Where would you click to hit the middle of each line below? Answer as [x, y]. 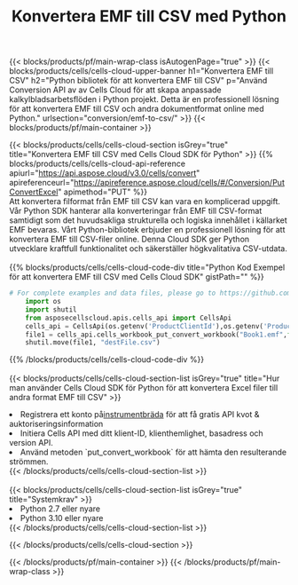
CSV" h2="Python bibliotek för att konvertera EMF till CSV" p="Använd [138, 81]
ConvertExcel [34, 192]
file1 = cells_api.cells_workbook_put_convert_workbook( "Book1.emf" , [157, 335]
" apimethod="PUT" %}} [102, 192]
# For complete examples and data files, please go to [113, 293]
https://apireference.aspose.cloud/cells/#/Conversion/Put [180, 183]
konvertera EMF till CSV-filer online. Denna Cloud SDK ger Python [129, 239]
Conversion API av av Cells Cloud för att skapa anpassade [115, 90]
